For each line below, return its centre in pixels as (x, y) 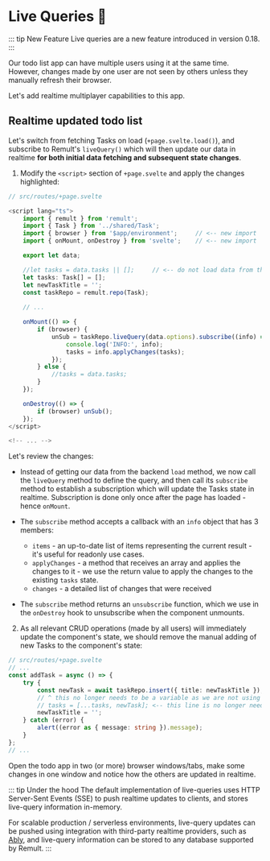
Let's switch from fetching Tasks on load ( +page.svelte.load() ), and (121, 140)
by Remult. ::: (30, 848)
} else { (52, 367)
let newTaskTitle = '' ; (63, 285)
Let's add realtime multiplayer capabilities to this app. (97, 95)
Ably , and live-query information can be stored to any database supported (131, 839)
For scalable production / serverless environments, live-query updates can (132, 822)
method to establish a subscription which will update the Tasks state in (137, 489)
